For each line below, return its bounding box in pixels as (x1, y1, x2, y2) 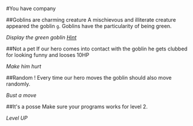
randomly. (6, 80, 31, 87)
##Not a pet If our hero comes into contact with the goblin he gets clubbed (6, 45, 188, 52)
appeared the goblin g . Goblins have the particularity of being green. (6, 23, 172, 29)
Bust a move (6, 92, 36, 98)
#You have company (6, 5, 56, 12)
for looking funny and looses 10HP (6, 52, 89, 58)
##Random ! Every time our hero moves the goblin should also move (6, 74, 172, 81)
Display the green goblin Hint (6, 34, 77, 40)
